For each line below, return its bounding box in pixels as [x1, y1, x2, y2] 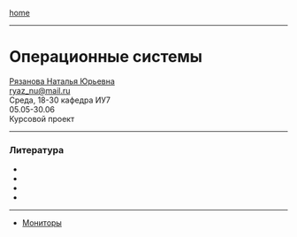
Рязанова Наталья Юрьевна [9, 75, 115, 87]
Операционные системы [9, 47, 203, 67]
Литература [9, 143, 65, 156]
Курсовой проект [9, 113, 75, 124]
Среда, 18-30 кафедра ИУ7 [9, 95, 111, 105]
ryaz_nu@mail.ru [9, 85, 71, 96]
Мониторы [21, 218, 62, 228]
